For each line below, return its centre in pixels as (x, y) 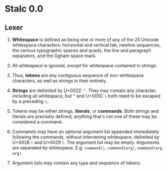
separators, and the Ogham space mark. (54, 56)
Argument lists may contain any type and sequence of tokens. (77, 163)
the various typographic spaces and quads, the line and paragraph (81, 50)
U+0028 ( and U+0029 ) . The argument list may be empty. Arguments (86, 142)
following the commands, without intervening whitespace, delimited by (86, 137)
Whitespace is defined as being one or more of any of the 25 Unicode (85, 39)
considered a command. (37, 122)
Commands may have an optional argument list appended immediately (86, 132)
